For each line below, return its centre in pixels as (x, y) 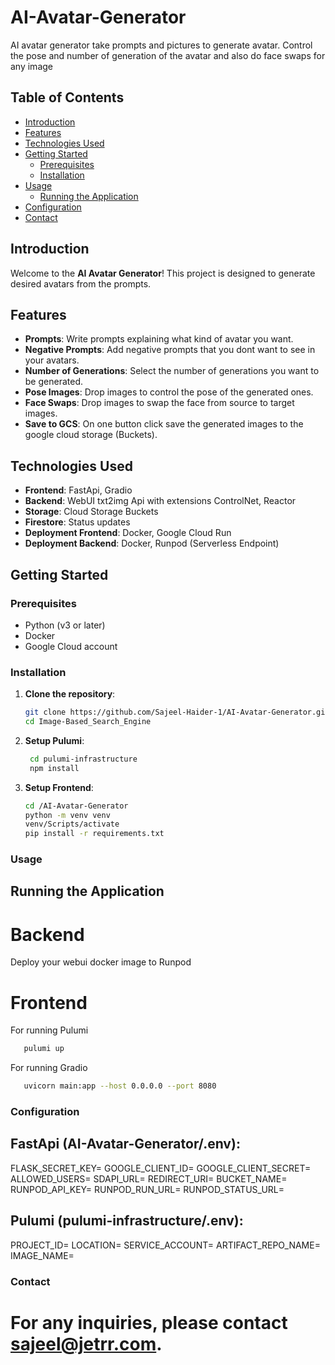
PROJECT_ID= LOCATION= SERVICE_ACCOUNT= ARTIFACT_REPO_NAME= (165, 1245)
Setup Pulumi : (54, 740)
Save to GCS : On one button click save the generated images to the (164, 424)
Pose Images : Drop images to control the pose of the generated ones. (169, 392)
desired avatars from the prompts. (81, 283)
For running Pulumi (49, 1030)
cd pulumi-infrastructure (83, 759)
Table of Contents (67, 97)
